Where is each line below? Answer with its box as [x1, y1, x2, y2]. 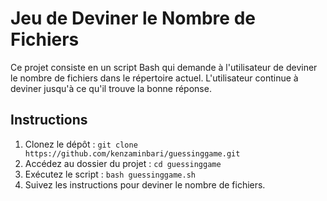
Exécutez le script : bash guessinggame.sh [24, 168, 196, 180]
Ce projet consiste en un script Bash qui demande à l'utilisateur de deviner [10, 61, 318, 73]
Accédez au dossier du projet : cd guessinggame [24, 157, 222, 169]
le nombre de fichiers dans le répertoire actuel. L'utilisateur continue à [10, 72, 299, 84]
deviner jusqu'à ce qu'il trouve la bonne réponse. [10, 82, 212, 94]
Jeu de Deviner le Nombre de [10, 7, 256, 30]
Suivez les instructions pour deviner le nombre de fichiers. [24, 178, 266, 191]
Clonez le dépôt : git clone [24, 138, 138, 150]
